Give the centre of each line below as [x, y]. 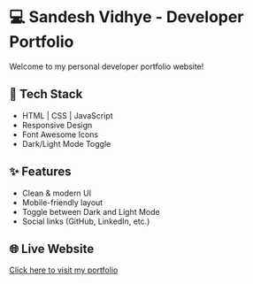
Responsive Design [57, 125]
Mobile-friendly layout [62, 202]
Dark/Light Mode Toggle [66, 143]
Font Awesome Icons [60, 134]
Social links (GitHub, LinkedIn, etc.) [86, 221]
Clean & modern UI [57, 193]
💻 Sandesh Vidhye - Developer [126, 17]
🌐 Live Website [52, 249]
